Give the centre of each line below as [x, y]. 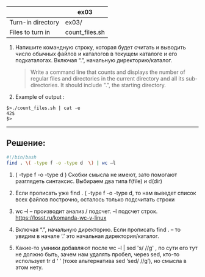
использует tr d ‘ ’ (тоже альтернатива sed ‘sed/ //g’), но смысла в [101, 261]
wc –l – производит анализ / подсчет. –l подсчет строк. [86, 211]
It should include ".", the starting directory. [113, 85]
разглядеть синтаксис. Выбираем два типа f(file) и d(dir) [89, 181]
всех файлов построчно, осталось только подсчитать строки [95, 199]
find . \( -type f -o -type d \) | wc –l [61, 163]
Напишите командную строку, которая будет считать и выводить [100, 47]
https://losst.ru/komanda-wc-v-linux [61, 218]
